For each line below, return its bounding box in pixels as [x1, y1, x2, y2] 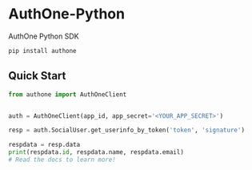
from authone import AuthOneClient [8, 90, 127, 99]
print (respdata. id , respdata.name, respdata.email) [8, 148, 184, 156]
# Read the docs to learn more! [8, 156, 116, 164]
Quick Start [8, 69, 66, 83]
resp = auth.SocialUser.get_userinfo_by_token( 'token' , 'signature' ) [8, 126, 246, 135]
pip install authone [8, 47, 78, 55]
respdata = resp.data [8, 141, 81, 149]
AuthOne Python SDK [8, 31, 79, 41]
